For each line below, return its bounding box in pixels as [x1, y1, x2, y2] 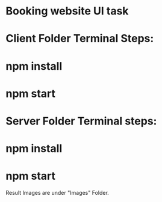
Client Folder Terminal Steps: [5, 32, 154, 46]
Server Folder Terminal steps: [5, 114, 157, 127]
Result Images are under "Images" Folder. [5, 189, 109, 197]
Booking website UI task [5, 4, 129, 18]
